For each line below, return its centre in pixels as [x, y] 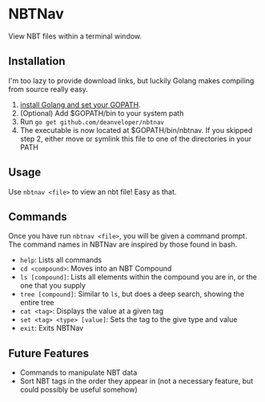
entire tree [37, 303]
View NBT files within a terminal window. [75, 36]
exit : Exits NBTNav [52, 328]
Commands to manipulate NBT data [78, 372]
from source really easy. [48, 89]
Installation [37, 61]
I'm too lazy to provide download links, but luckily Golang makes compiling [131, 80]
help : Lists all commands [61, 260]
